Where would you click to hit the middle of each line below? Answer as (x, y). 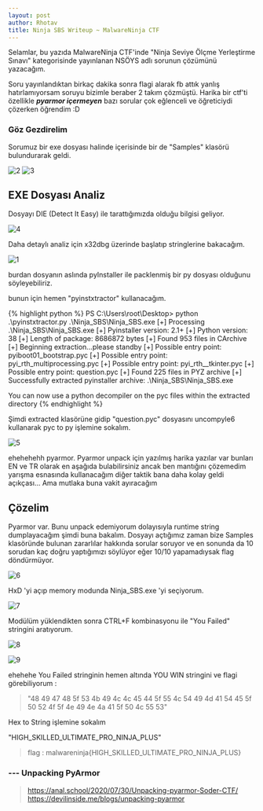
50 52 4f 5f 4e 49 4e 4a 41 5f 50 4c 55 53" (97, 707)
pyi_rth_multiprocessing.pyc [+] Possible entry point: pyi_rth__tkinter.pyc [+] (131, 364)
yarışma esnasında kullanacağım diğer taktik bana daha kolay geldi (116, 475)
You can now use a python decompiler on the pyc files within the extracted (129, 396)
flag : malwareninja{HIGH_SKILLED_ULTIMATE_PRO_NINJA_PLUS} (134, 753)
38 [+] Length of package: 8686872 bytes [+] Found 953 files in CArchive (128, 339)
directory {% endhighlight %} (56, 404)
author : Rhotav (33, 23)
